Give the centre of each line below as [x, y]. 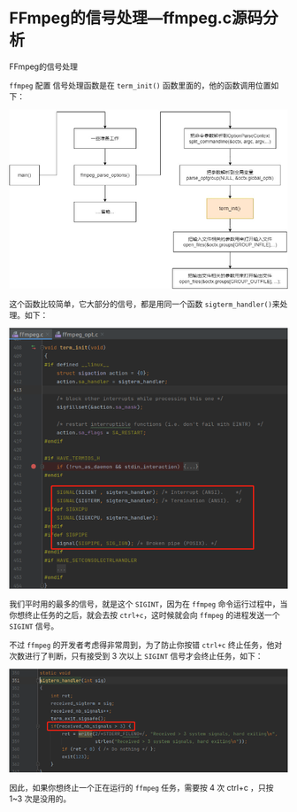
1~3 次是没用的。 [40, 799]
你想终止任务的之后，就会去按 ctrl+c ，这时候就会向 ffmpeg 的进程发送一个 [145, 615]
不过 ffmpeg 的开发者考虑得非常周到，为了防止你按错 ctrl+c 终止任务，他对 [146, 645]
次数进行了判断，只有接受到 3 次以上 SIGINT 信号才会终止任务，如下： [136, 655]
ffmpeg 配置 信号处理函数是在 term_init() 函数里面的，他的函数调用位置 [140, 85]
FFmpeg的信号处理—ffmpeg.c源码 [136, 18]
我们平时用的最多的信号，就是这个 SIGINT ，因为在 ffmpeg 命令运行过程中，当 [148, 604]
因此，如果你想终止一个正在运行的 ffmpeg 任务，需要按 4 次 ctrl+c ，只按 [141, 787]
